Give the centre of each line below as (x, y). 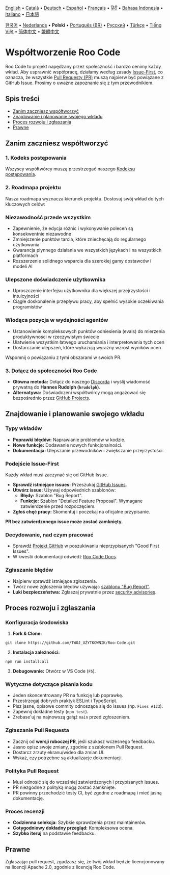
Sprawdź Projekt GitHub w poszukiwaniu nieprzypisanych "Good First (86, 546)
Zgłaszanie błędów (29, 570)
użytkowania (26, 245)
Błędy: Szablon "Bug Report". (51, 495)
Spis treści (22, 99)
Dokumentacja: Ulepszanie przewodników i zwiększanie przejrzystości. (88, 450)
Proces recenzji (25, 812)
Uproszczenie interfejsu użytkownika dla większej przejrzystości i (81, 291)
